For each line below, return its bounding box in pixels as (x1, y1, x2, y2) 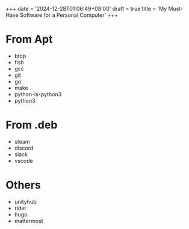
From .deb (5, 118, 58, 132)
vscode (14, 157, 34, 164)
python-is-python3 (14, 90, 61, 98)
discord (14, 144, 34, 151)
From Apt (5, 32, 53, 46)
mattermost (14, 217, 43, 224)
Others (5, 179, 42, 192)
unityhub (14, 198, 37, 205)
